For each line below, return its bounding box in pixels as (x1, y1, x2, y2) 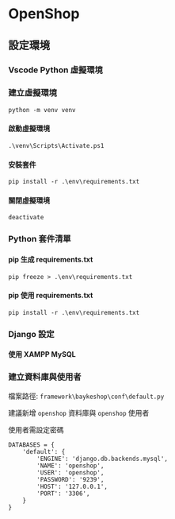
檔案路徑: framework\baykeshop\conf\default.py (8, 391, 165, 401)
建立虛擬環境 (8, 87, 58, 99)
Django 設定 (8, 328, 55, 339)
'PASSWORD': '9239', (36, 475, 105, 483)
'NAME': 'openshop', (36, 462, 105, 470)
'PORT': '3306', (36, 490, 90, 498)
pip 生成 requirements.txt (8, 254, 93, 264)
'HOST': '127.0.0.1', (36, 482, 108, 490)
